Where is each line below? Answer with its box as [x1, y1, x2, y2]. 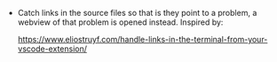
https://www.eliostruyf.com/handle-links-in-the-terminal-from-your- [17, 35, 268, 44]
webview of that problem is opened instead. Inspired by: [17, 17, 224, 27]
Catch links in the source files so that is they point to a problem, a [17, 8, 257, 18]
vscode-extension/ [17, 43, 87, 54]
